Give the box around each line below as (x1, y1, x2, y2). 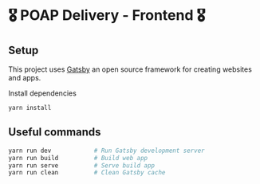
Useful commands (8, 125, 101, 139)
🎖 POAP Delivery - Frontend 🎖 (8, 6, 206, 25)
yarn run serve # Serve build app (8, 161, 156, 170)
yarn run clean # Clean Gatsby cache (8, 169, 166, 177)
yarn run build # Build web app (8, 154, 148, 162)
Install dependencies (8, 88, 77, 98)
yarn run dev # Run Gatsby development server (8, 147, 205, 155)
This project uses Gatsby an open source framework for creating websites (8, 65, 253, 74)
